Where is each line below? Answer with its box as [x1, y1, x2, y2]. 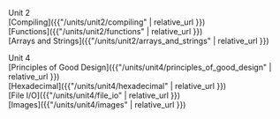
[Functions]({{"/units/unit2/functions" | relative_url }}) [8, 26, 203, 36]
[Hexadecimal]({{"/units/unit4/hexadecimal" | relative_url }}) [8, 81, 227, 91]
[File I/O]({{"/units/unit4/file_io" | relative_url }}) [8, 90, 181, 100]
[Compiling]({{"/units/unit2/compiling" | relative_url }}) [8, 17, 206, 27]
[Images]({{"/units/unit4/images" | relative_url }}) [8, 100, 186, 109]
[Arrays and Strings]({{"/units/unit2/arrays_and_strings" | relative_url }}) [8, 35, 270, 46]
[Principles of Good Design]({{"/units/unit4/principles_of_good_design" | [8, 62, 272, 72]
